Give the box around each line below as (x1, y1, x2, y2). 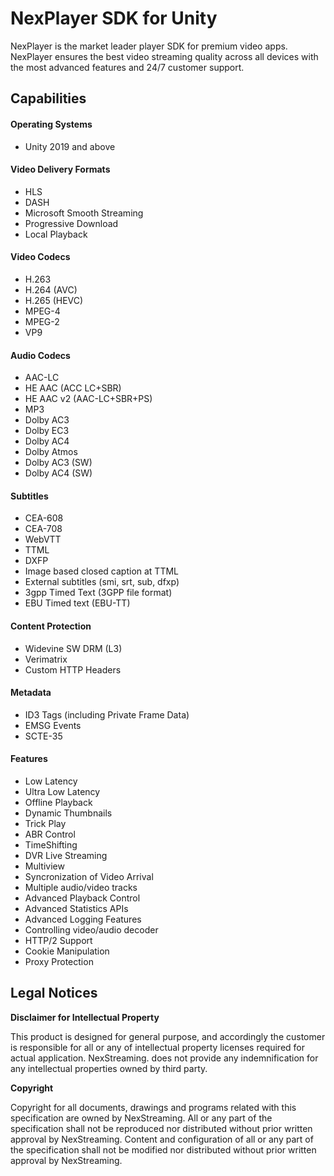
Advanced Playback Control (24, 892, 141, 904)
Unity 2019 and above (24, 140, 116, 152)
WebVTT (24, 533, 62, 546)
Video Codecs (10, 251, 71, 263)
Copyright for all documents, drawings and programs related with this (10, 1101, 297, 1113)
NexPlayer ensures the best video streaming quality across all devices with (10, 50, 319, 62)
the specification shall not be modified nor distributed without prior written (10, 1143, 317, 1156)
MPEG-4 (24, 305, 61, 317)
